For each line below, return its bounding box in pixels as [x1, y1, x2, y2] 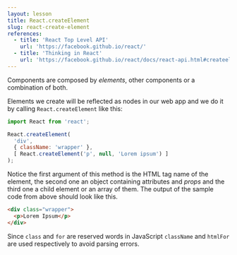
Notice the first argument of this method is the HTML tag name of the [7, 170, 209, 178]
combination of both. [7, 83, 68, 92]
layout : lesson [7, 10, 52, 18]
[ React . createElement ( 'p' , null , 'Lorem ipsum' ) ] [13, 150, 169, 158]
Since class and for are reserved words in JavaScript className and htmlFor [7, 232, 230, 240]
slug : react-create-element [7, 23, 90, 30]
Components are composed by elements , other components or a [7, 76, 195, 84]
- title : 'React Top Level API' [13, 37, 109, 44]
